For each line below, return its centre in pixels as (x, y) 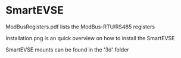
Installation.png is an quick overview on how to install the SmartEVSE (90, 38)
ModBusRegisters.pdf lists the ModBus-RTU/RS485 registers (80, 27)
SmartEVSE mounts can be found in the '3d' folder (67, 49)
